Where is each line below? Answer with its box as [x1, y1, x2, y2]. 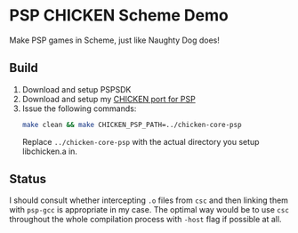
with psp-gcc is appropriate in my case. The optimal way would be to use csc [9, 205, 289, 215]
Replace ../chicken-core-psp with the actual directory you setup [21, 136, 260, 147]
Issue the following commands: [21, 103, 137, 114]
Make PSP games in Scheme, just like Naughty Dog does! [9, 35, 220, 45]
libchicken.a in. [21, 146, 78, 157]
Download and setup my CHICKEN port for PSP [21, 93, 196, 104]
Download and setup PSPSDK [21, 84, 132, 94]
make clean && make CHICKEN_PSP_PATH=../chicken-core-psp [21, 120, 242, 129]
